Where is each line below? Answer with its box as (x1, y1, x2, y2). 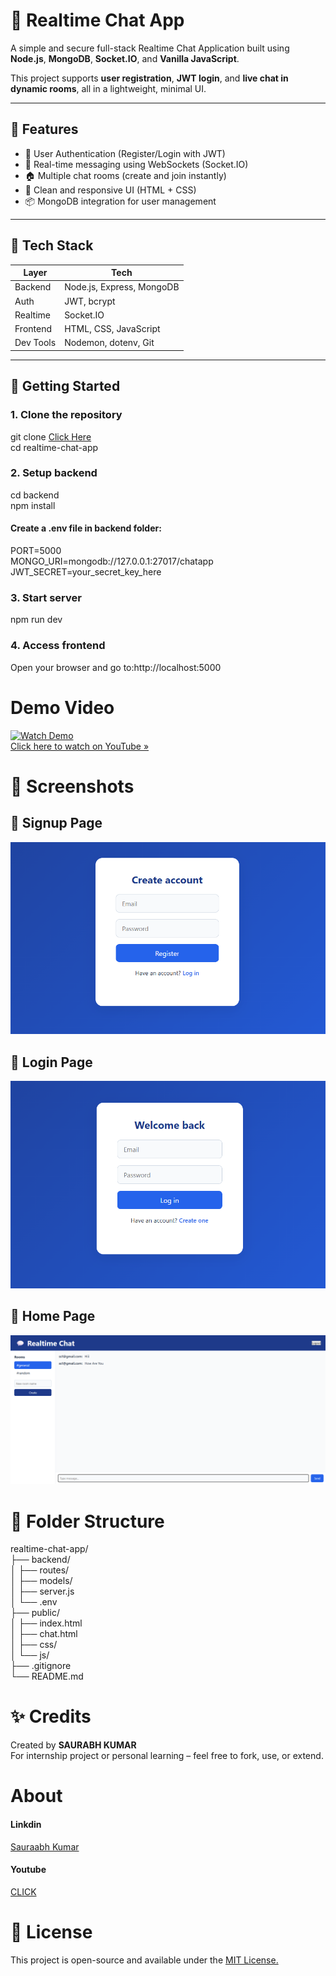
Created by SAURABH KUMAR (10, 1739, 137, 1751)
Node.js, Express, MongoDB (64, 281, 180, 293)
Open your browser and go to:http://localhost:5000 (10, 661, 222, 673)
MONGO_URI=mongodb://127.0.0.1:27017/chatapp (10, 555, 214, 567)
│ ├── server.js (10, 1585, 75, 1598)
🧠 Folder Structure (10, 1510, 165, 1533)
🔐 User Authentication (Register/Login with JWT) (24, 147, 226, 159)
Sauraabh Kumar (10, 1840, 80, 1853)
